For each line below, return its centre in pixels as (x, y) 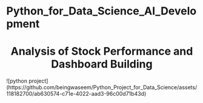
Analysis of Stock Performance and (102, 51)
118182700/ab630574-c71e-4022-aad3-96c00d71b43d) (76, 94)
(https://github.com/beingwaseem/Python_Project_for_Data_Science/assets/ (102, 87)
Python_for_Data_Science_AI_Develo (101, 11)
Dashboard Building (102, 64)
